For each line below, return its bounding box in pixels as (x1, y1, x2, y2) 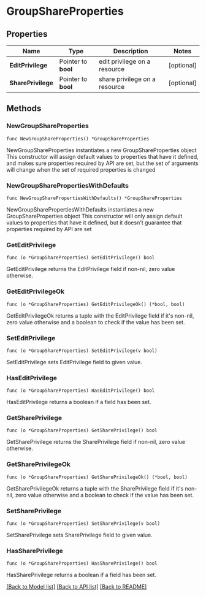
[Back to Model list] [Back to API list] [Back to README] (6, 583, 147, 590)
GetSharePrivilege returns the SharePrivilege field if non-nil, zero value (6, 438, 186, 446)
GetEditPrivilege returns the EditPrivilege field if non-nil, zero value (6, 266, 175, 273)
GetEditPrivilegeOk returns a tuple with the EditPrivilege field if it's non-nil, (6, 311, 194, 319)
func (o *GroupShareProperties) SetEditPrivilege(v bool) (6, 348, 158, 354)
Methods (6, 103, 42, 114)
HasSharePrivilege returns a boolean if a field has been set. (6, 571, 156, 579)
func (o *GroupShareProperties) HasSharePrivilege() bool (6, 560, 158, 567)
